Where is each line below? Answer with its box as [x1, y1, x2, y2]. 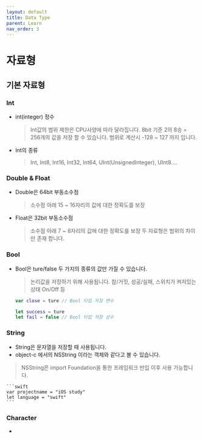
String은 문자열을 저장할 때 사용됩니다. [15, 343, 107, 350]
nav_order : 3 [6, 26, 40, 32]
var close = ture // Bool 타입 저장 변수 [15, 297, 114, 304]
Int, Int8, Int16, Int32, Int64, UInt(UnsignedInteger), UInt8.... [30, 159, 177, 166]
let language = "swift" [6, 394, 67, 400]
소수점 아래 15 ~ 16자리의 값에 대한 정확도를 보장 [30, 201, 145, 209]
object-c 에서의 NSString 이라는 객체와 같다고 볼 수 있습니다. [15, 351, 161, 358]
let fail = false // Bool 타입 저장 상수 [15, 314, 114, 320]
